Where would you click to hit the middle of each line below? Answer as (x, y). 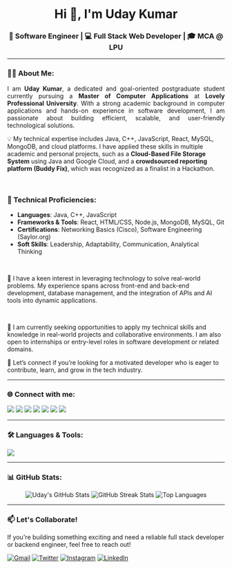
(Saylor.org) (34, 237)
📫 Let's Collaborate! (42, 519)
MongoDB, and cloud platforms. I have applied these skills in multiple (105, 146)
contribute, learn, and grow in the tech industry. (75, 370)
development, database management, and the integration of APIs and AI (110, 293)
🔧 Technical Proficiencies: (52, 200)
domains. (20, 349)
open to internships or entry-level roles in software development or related (113, 342)
